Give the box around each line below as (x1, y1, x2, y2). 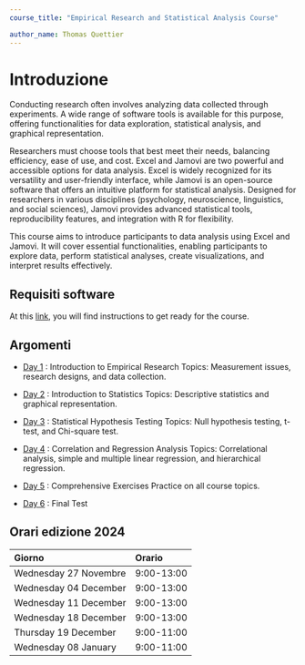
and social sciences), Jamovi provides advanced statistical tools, (9, 204, 253, 215)
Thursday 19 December (14, 626, 117, 639)
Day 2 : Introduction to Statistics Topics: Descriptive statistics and (22, 389, 269, 400)
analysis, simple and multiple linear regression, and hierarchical (22, 453, 261, 465)
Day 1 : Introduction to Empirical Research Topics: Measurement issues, (22, 362, 291, 373)
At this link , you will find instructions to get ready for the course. (9, 311, 250, 322)
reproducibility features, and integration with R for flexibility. (9, 213, 234, 224)
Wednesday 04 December (14, 581, 127, 594)
